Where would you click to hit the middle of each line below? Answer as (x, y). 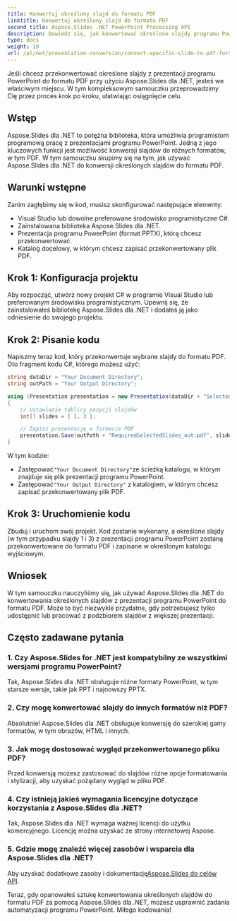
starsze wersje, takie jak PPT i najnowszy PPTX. (77, 689)
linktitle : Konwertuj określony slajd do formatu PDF (88, 20)
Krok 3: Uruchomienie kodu (69, 514)
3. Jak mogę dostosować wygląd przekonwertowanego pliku (114, 749)
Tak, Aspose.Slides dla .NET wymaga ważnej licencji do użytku (99, 823)
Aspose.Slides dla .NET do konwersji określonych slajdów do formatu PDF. (116, 165)
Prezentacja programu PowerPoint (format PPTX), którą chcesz (109, 233)
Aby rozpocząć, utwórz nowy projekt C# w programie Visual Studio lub (110, 295)
